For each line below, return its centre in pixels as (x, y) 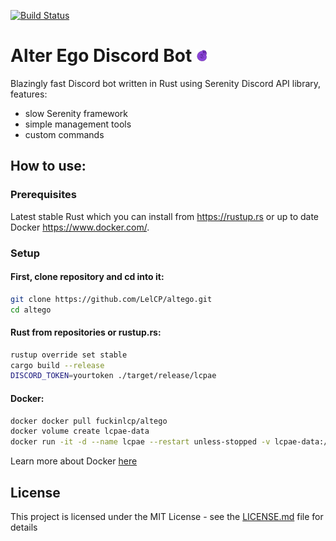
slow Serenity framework (76, 113)
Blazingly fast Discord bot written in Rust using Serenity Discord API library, (166, 83)
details (24, 527)
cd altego (31, 310)
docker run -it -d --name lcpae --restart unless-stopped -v (140, 442)
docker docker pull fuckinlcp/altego (89, 421)
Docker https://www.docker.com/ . (80, 227)
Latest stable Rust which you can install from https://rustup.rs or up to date (165, 216)
